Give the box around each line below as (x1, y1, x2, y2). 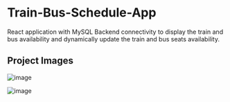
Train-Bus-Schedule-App (7, 5, 157, 21)
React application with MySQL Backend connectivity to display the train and (7, 28, 224, 36)
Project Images (7, 55, 74, 67)
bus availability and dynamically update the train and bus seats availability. (7, 34, 220, 43)
